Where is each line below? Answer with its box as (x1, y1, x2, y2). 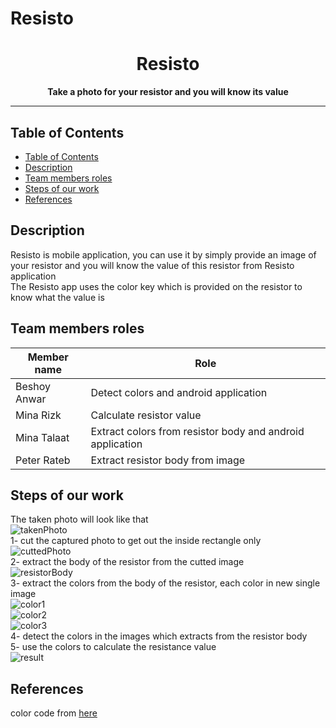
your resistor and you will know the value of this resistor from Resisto (10, 259, 295, 271)
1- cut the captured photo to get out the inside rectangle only (10, 535, 262, 547)
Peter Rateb (15, 453, 71, 467)
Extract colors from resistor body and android (90, 424, 305, 438)
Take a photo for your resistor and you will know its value (47, 86, 289, 98)
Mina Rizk (15, 408, 62, 422)
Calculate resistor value (90, 408, 202, 422)
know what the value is (10, 291, 105, 303)
